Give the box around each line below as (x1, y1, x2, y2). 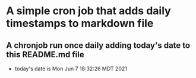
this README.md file (6, 49, 84, 60)
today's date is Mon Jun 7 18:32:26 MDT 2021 (14, 65, 128, 72)
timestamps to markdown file (6, 17, 154, 30)
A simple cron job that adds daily (6, 4, 171, 18)
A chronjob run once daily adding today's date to (6, 40, 191, 50)
